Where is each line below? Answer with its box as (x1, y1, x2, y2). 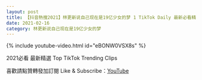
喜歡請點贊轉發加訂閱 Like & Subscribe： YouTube (6, 67, 129, 75)
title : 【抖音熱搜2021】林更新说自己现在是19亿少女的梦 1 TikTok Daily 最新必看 (6, 14, 192, 20)
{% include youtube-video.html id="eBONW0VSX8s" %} (6, 42, 146, 49)
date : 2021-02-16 (6, 20, 50, 26)
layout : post (6, 8, 39, 15)
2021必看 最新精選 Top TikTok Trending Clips (6, 55, 118, 62)
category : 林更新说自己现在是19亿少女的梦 (6, 25, 102, 32)
